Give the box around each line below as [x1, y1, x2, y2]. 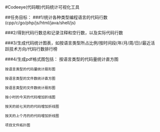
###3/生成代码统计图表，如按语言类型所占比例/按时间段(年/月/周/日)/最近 [5, 40, 151, 46]
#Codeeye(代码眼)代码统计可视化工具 [5, 4, 80, 10]
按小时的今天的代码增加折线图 [5, 95, 56, 100]
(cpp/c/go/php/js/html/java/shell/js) [5, 20, 76, 26]
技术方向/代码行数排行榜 [9, 46, 58, 52]
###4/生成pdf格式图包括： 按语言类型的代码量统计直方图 [5, 56, 118, 62]
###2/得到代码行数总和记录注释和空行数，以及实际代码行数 [5, 30, 123, 35]
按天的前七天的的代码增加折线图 [5, 104, 59, 109]
